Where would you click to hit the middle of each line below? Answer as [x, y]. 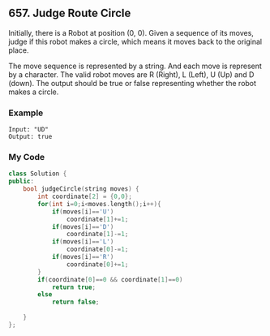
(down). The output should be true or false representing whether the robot [133, 83]
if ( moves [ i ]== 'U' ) [83, 211]
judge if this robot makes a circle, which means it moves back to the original [135, 41]
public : [21, 182]
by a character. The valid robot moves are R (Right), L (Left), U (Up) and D [131, 74]
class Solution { [38, 174]
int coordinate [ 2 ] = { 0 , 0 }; [85, 197]
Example [26, 113]
